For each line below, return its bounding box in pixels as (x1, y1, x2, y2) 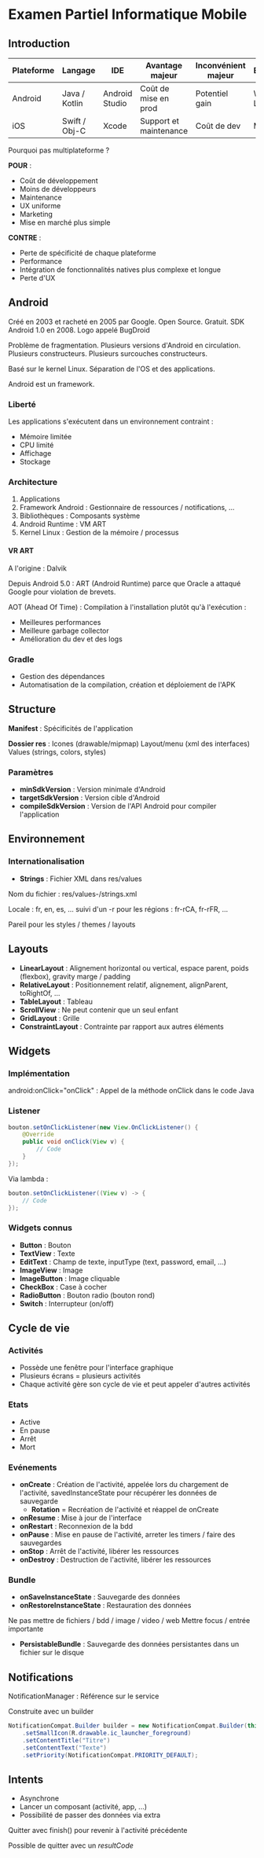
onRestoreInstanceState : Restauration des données (19, 1601, 192, 1610)
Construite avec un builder (8, 1707, 94, 1717)
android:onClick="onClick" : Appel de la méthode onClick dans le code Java (8, 1086, 255, 1096)
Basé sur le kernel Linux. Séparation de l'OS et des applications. (8, 364, 216, 373)
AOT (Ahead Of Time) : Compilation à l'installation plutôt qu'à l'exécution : (8, 602, 247, 611)
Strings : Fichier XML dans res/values (19, 874, 143, 883)
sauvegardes (19, 1538, 62, 1548)
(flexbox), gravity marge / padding (19, 971, 131, 981)
